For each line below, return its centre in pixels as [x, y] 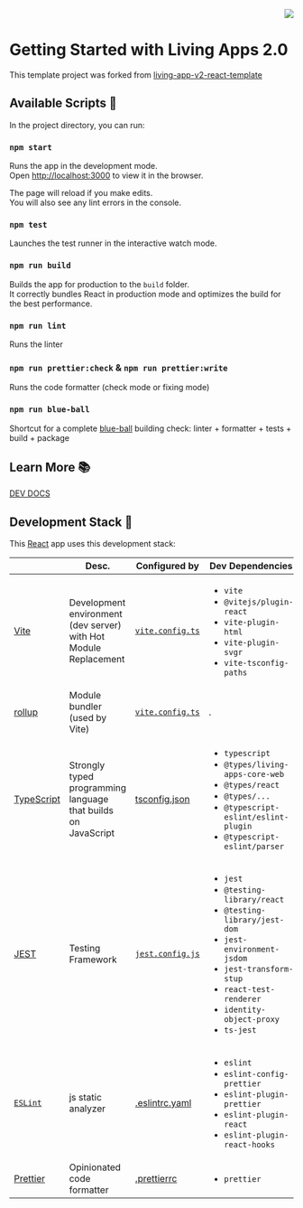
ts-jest [240, 1030]
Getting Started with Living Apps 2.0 [149, 50]
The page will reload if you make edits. [81, 193]
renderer [243, 999]
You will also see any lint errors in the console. [96, 202]
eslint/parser [254, 847]
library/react [254, 900]
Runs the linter [36, 344]
